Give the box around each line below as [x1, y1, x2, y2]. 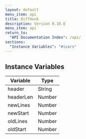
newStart [7, 110, 29, 117]
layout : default [5, 7, 39, 12]
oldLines [7, 118, 28, 125]
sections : [5, 40, 26, 45]
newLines [7, 102, 30, 109]
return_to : [5, 30, 28, 35]
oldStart [7, 126, 26, 133]
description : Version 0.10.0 [5, 21, 66, 26]
